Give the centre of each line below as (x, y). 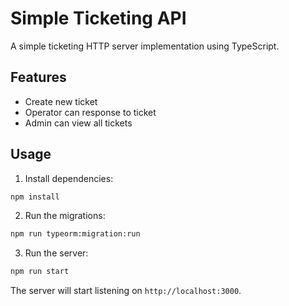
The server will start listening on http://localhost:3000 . (126, 291)
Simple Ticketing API (98, 18)
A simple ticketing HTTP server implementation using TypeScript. (145, 46)
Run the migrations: (65, 216)
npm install (35, 197)
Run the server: (56, 253)
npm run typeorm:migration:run (75, 234)
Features (38, 77)
